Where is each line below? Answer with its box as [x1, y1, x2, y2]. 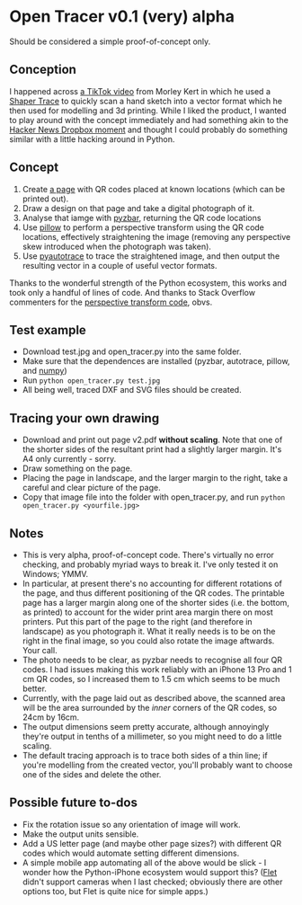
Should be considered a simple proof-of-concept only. [9, 36, 211, 47]
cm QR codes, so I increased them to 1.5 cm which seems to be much [22, 674, 280, 684]
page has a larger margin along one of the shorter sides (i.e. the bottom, [22, 598, 290, 608]
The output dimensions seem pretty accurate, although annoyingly [22, 722, 270, 732]
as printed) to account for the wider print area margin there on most [22, 607, 273, 617]
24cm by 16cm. [22, 712, 80, 723]
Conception [9, 62, 76, 77]
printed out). [22, 193, 69, 204]
